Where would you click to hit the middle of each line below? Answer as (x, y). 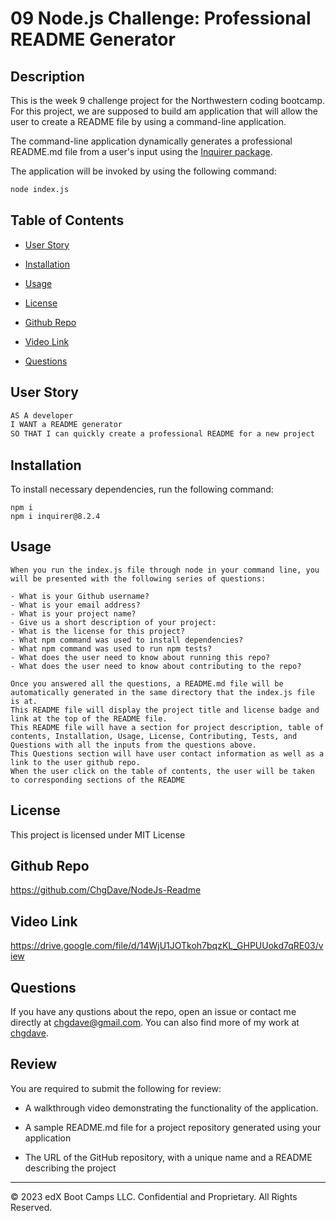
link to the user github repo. (75, 762)
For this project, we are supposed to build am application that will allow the (164, 111)
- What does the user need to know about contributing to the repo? (156, 666)
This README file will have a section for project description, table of (167, 727)
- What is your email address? (75, 605)
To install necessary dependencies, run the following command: (142, 489)
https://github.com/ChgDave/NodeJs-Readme (106, 890)
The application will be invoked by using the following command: (143, 171)
